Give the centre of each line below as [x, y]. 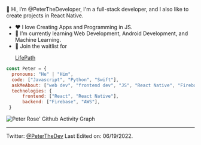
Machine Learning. [38, 40]
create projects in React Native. [45, 16]
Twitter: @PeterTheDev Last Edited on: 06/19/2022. [70, 136]
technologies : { [32, 91]
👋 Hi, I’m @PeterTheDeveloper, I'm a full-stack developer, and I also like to [98, 9]
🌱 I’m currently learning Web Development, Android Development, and [101, 33]
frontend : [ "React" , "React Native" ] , [70, 96]
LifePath [25, 58]
